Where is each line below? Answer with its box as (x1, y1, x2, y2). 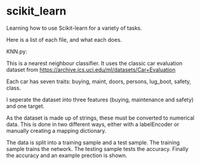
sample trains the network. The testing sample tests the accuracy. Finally (6, 145, 189, 152)
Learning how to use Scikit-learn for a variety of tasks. (6, 24, 142, 32)
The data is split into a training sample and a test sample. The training (6, 138, 180, 146)
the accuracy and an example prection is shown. (6, 152, 127, 159)
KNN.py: (6, 47, 27, 55)
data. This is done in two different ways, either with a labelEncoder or (6, 120, 180, 128)
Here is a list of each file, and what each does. (6, 36, 122, 43)
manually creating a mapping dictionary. (6, 127, 107, 134)
